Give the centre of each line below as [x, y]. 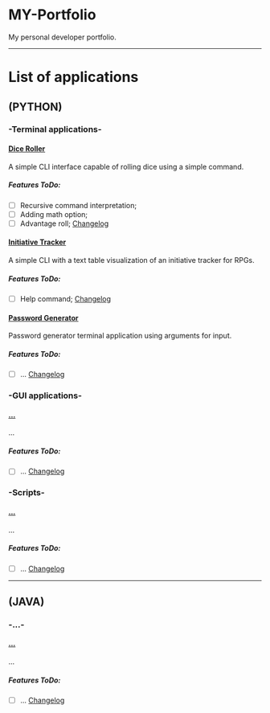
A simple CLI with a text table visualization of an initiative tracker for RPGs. [131, 260]
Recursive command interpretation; [78, 205]
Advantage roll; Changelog [64, 223]
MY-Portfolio [52, 15]
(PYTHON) [35, 107]
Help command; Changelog [65, 298]
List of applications [74, 77]
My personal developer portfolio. [62, 37]
